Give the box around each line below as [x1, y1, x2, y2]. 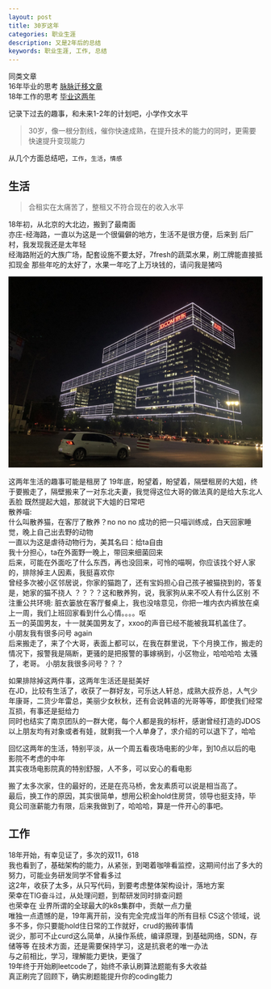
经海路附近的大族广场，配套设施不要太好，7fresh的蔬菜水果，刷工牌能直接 [8, 249, 256, 259]
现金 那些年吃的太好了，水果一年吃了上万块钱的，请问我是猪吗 [15, 260, 223, 269]
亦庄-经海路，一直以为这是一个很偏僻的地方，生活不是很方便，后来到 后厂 [8, 229, 254, 239]
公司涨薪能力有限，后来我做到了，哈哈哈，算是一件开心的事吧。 [15, 801, 227, 810]
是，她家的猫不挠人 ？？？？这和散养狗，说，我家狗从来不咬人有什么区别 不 [8, 587, 260, 598]
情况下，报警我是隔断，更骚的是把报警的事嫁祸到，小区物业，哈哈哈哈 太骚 [8, 648, 258, 658]
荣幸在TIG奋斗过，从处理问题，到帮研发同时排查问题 [8, 890, 183, 900]
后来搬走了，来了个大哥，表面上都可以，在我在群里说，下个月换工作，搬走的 [8, 638, 263, 648]
